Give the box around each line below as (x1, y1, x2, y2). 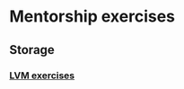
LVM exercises (9, 69, 75, 82)
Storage (9, 42, 56, 58)
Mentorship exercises (9, 6, 176, 27)
